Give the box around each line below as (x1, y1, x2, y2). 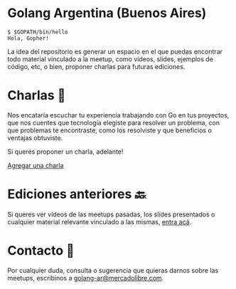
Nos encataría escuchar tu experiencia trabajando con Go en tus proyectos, (7, 110, 230, 119)
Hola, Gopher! (7, 34, 50, 42)
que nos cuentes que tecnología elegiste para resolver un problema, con (7, 118, 220, 127)
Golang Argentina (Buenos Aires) (7, 5, 207, 21)
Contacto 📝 (7, 243, 75, 258)
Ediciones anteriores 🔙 (7, 186, 146, 202)
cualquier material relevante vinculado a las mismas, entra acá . (7, 217, 192, 226)
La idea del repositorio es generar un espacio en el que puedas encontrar (7, 47, 222, 56)
